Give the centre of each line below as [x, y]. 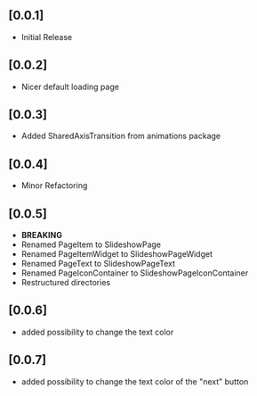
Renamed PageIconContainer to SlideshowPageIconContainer [135, 273]
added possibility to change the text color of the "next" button [135, 381]
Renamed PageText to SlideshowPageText [98, 264]
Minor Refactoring [54, 186]
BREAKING [42, 235]
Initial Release [47, 37]
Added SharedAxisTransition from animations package [121, 136]
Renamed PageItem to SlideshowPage [91, 244]
